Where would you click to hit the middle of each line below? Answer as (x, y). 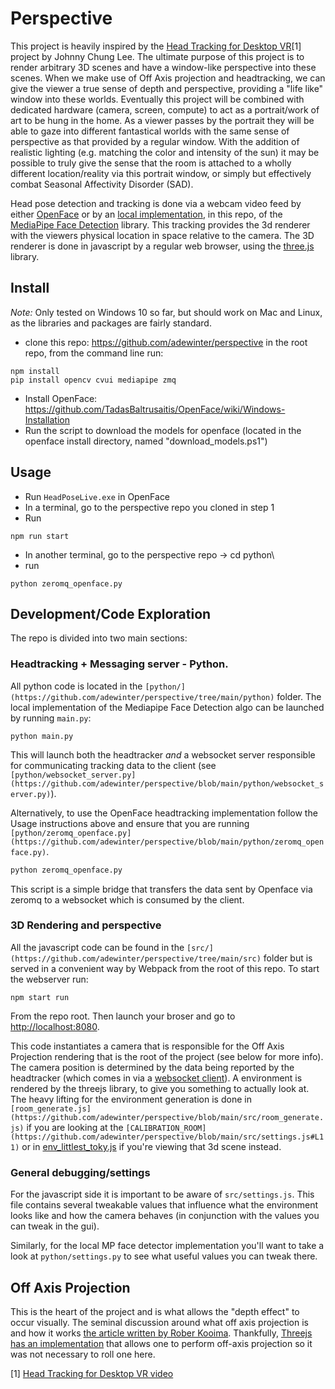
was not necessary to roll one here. (83, 1354)
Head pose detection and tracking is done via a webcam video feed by (156, 203)
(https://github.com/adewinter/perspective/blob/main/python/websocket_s (167, 783)
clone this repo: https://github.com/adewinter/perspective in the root (166, 342)
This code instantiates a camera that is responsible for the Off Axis (147, 1046)
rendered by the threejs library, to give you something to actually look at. (160, 1088)
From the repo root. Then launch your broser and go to (123, 1016)
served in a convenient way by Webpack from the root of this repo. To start (165, 968)
